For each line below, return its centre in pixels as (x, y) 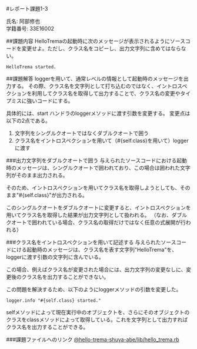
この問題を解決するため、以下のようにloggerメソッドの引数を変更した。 (94, 289)
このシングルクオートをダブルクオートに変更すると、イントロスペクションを (98, 208)
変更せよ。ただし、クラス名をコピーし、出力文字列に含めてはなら (101, 48)
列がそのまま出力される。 (37, 175)
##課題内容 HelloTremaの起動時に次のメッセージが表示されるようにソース (96, 41)
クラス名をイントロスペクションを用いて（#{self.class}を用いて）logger (102, 141)
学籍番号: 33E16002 (30, 29)
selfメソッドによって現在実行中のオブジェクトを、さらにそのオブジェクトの (98, 312)
